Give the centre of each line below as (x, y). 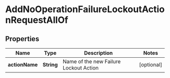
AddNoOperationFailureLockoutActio (85, 9)
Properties (22, 39)
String (50, 65)
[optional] (151, 65)
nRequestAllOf (37, 20)
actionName (23, 65)
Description (98, 53)
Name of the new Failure (92, 62)
